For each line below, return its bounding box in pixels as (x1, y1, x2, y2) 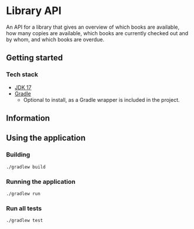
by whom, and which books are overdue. (6, 36, 104, 43)
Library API (6, 4, 62, 18)
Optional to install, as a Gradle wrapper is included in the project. (23, 96, 180, 103)
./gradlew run (6, 191, 41, 197)
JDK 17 (14, 84, 32, 91)
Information (6, 113, 50, 124)
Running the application (6, 177, 76, 186)
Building (6, 151, 30, 159)
